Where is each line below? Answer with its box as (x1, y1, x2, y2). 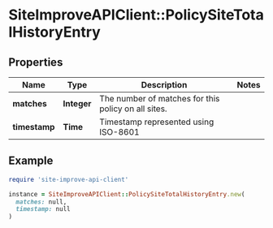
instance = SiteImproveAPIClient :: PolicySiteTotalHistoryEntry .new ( (8, 190, 245, 198)
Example (8, 154, 54, 168)
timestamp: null (15, 205, 71, 213)
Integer (63, 98, 92, 109)
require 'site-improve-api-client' (8, 175, 129, 183)
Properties (8, 55, 63, 69)
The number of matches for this (99, 93, 220, 104)
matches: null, (15, 197, 67, 206)
